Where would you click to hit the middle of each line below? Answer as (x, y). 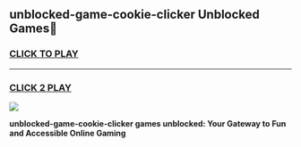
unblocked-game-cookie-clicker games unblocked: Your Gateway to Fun (148, 123)
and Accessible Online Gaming (68, 133)
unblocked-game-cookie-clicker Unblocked (134, 15)
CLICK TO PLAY (44, 54)
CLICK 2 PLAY (40, 87)
